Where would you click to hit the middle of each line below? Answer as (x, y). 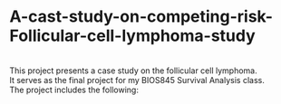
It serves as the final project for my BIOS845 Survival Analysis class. (137, 80)
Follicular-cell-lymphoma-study (132, 36)
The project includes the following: (74, 90)
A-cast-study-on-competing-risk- (141, 17)
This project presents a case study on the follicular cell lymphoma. (133, 71)
